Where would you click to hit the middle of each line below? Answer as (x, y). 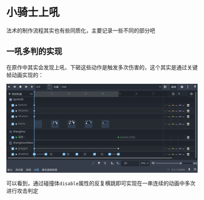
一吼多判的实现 (34, 51)
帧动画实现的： (25, 75)
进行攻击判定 (22, 191)
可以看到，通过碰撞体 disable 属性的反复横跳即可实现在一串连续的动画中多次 (101, 183)
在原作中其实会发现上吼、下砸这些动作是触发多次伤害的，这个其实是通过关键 (102, 67)
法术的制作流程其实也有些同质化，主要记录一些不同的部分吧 (81, 30)
